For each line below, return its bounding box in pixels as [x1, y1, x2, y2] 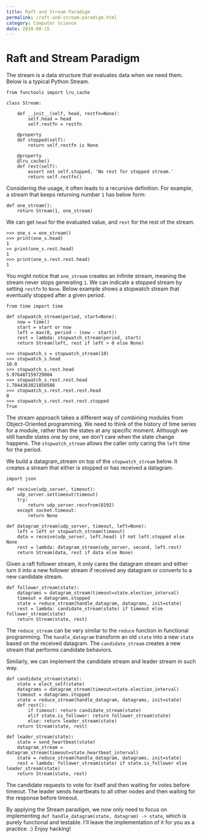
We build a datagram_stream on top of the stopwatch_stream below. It [6, 458, 178, 465]
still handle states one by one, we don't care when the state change [6, 433, 175, 441]
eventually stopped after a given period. [6, 292, 106, 299]
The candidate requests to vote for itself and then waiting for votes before [6, 781, 190, 789]
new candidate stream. [6, 573, 63, 581]
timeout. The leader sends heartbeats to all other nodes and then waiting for [6, 788, 196, 795]
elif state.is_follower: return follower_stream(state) [28, 713, 171, 719]
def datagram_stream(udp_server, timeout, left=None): [6, 523, 147, 529]
